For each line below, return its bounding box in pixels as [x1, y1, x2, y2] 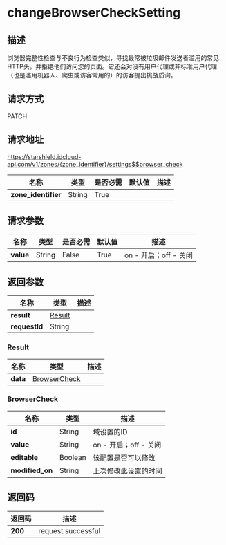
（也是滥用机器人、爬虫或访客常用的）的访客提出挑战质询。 [7, 71, 177, 79]
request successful [38, 526, 101, 535]
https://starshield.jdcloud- [7, 152, 82, 160]
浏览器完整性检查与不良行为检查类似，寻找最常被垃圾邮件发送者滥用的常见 [7, 54, 219, 62]
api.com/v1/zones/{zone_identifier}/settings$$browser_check [7, 160, 183, 168]
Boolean [59, 452, 86, 462]
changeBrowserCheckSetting [7, 5, 181, 21]
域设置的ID [93, 427, 128, 436]
